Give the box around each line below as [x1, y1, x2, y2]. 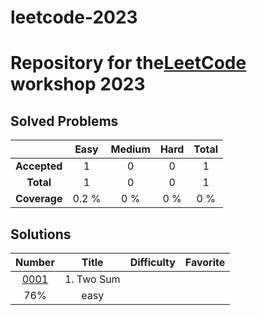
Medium [110, 142, 151, 156]
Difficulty [129, 256, 176, 269]
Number [15, 256, 55, 269]
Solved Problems [10, 112, 119, 130]
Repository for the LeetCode [10, 52, 247, 75]
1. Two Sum [64, 272, 121, 286]
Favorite [184, 256, 226, 269]
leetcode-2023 [10, 6, 138, 29]
